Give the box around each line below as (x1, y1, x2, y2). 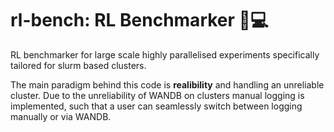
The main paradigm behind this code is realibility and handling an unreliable (10, 78, 325, 91)
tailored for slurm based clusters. (10, 59, 147, 71)
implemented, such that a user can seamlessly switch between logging (10, 100, 303, 112)
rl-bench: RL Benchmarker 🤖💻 (10, 9, 269, 32)
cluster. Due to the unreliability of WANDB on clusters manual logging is (10, 89, 305, 101)
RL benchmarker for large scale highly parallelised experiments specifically (10, 48, 320, 61)
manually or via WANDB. (10, 110, 112, 122)
